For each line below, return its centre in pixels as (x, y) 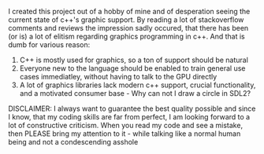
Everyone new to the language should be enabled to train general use (132, 68)
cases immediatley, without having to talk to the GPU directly (118, 77)
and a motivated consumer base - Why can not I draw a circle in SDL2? (135, 93)
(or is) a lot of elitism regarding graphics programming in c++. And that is (127, 36)
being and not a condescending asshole (73, 142)
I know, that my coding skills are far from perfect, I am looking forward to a (129, 117)
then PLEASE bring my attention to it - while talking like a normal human (125, 134)
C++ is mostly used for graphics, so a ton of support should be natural (134, 60)
